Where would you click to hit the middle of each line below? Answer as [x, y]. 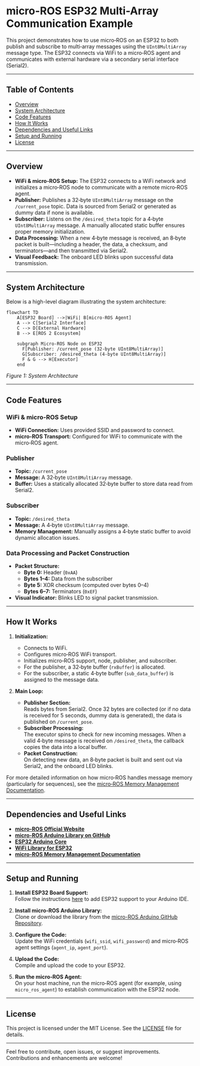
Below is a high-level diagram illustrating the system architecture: [86, 302]
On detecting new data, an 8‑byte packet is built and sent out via [103, 759]
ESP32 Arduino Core [41, 841]
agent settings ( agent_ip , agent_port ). [61, 947]
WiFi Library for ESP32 [43, 848]
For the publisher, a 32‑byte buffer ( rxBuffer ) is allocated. [94, 667]
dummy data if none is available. [54, 212]
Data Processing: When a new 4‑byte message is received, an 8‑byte [100, 238]
